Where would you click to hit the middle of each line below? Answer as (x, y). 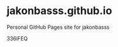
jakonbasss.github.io (59, 11)
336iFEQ (17, 38)
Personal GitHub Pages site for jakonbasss (58, 27)
